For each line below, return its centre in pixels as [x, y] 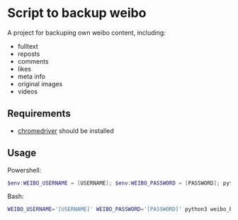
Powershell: [24, 170]
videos [27, 91]
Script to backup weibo [77, 13]
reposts [29, 54]
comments [33, 61]
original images [40, 83]
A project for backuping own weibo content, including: [87, 33]
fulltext [28, 46]
